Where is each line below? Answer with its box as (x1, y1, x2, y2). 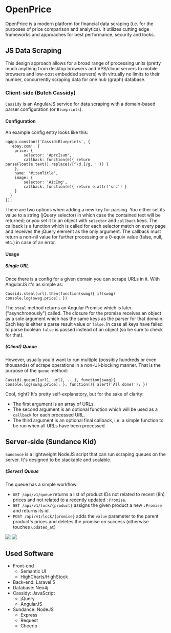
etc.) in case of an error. (5, 240, 56, 246)
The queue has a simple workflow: (5, 481, 78, 487)
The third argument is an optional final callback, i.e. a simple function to (12, 417, 164, 423)
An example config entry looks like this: (5, 129, 89, 135)
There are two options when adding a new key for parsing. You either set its (5, 207, 165, 213)
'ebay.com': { (10, 144, 40, 149)
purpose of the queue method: (5, 367, 68, 373)
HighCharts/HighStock (20, 573, 68, 580)
